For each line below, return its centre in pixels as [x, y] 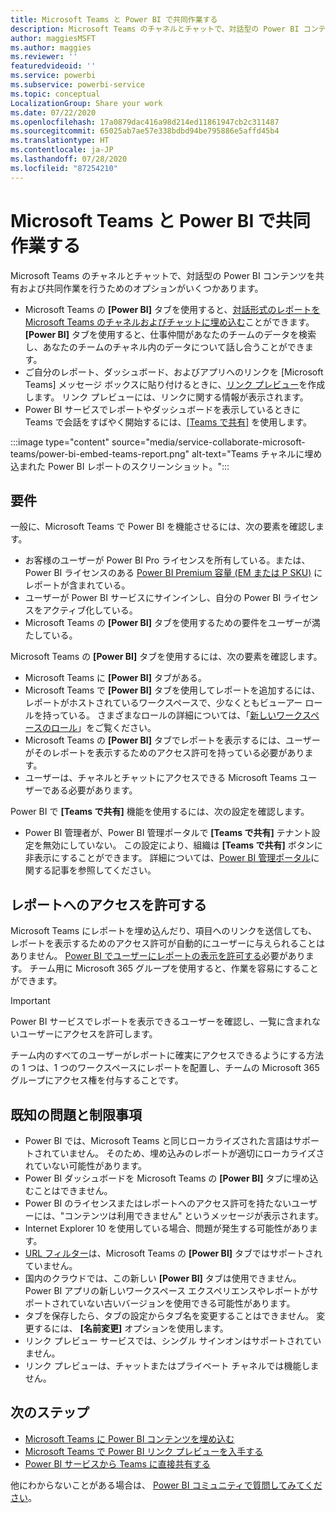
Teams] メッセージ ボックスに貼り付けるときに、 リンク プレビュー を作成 [175, 384]
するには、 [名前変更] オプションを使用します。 [131, 1328]
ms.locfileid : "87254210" [64, 168]
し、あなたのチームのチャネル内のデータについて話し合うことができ [164, 347]
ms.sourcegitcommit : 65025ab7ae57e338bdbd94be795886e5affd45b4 [145, 131]
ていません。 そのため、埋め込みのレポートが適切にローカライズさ [188, 1153]
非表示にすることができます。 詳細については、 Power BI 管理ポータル [168, 858]
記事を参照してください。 [104, 870]
